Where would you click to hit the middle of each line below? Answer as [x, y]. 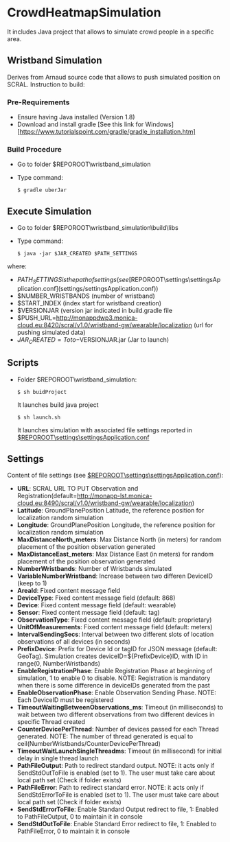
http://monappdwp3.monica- [97, 318]
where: [17, 266]
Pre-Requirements [38, 102]
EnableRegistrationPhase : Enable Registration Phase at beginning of [115, 671]
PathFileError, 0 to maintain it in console [73, 831]
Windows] [159, 124]
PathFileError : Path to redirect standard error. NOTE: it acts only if [110, 788]
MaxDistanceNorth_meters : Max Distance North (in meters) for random [119, 539]
